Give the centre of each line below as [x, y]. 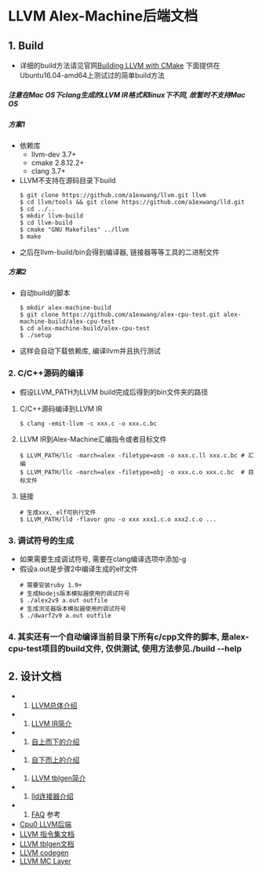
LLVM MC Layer [45, 860]
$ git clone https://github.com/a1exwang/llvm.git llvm [113, 196]
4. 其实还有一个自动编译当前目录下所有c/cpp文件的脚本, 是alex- [129, 636]
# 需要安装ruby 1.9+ [51, 585]
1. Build [26, 45]
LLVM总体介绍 [54, 705]
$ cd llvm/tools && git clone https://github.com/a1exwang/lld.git [132, 202]
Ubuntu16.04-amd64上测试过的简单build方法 [92, 75]
